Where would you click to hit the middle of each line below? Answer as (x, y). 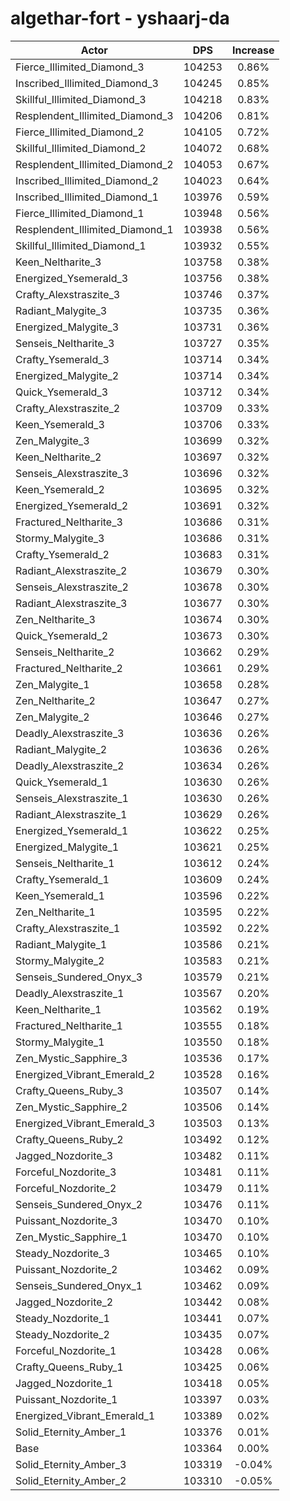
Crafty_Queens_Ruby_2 (69, 1139)
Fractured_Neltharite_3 (69, 522)
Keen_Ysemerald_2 (60, 489)
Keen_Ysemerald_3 (60, 424)
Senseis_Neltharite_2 (65, 652)
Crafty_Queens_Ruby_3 (69, 1090)
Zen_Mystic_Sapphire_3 (71, 1058)
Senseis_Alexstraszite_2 (72, 587)
